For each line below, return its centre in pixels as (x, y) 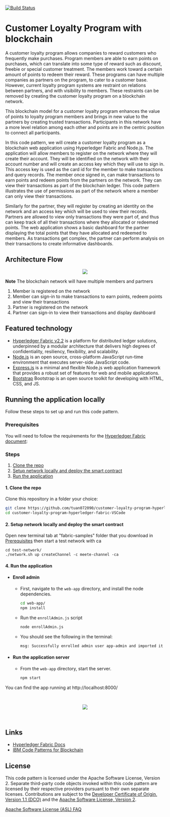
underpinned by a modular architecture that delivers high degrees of (84, 346)
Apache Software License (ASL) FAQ (44, 809)
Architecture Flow (34, 260)
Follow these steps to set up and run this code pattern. (62, 412)
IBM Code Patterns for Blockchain (48, 750)
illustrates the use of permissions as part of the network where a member (82, 191)
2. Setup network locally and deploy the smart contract (65, 524)
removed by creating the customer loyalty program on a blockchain (75, 96)
